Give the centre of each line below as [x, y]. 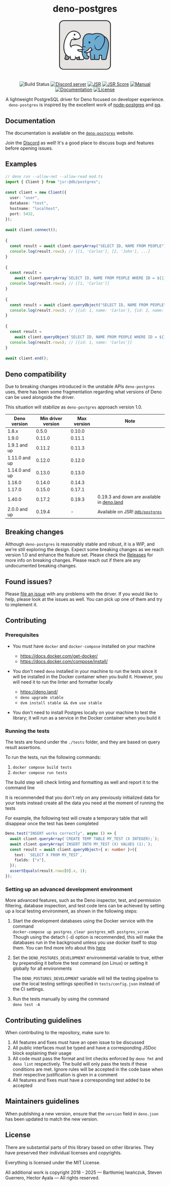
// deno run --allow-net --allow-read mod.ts [54, 176]
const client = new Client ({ [36, 193]
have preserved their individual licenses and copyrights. [64, 1153]
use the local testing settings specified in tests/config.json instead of [86, 984]
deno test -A [26, 1005]
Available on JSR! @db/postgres [130, 512]
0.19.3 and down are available [129, 497]
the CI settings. [28, 989]
